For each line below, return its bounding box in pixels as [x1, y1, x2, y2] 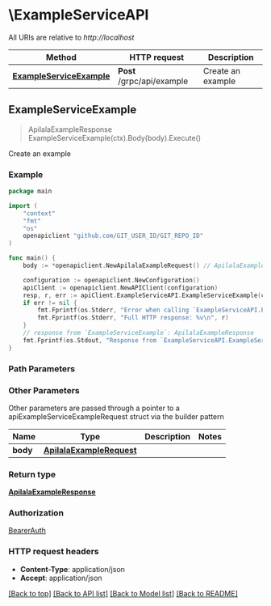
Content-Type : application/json [19, 564, 125, 574]
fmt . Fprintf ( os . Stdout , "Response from [23, 336, 157, 345]
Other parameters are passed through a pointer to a [8, 403, 180, 413]
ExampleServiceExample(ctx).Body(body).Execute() [27, 133, 202, 142]
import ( [8, 201, 38, 210]
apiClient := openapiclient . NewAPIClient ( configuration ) [23, 283, 219, 292]
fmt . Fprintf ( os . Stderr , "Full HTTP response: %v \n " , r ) [37, 314, 229, 322]
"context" [23, 209, 56, 218]
